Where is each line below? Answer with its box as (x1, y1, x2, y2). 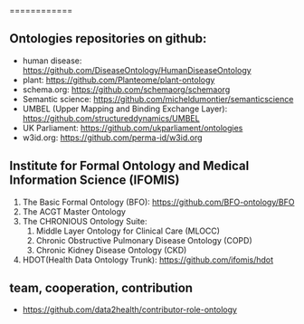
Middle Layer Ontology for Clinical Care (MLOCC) (35, 225, 220, 236)
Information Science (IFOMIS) (9, 173, 180, 188)
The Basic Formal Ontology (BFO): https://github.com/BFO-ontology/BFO (22, 196, 295, 207)
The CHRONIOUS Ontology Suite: (22, 215, 147, 226)
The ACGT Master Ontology (22, 205, 127, 217)
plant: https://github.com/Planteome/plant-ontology (22, 74, 215, 85)
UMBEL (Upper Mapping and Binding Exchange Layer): (22, 103, 228, 114)
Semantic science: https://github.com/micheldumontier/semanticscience (22, 93, 294, 104)
